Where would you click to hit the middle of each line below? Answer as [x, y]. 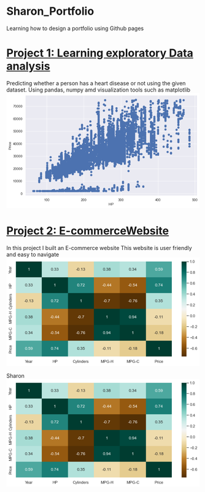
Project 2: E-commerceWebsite [88, 231]
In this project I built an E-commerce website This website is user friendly [99, 248]
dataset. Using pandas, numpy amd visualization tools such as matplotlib [98, 90]
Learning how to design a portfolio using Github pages [75, 28]
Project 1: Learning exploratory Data [100, 53]
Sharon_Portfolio [50, 11]
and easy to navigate [33, 254]
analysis [28, 66]
